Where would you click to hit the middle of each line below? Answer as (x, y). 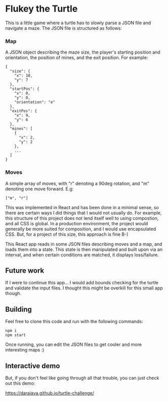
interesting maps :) (25, 350)
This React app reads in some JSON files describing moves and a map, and (84, 244)
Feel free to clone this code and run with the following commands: (74, 322)
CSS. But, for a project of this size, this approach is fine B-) (67, 234)
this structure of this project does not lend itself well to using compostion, (82, 218)
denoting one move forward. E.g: (39, 189)
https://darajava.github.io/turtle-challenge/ (50, 393)
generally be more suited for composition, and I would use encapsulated (80, 229)
